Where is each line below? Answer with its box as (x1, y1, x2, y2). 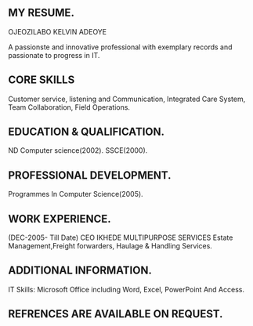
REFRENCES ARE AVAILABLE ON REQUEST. (8, 307, 223, 321)
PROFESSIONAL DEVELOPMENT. (8, 168, 172, 182)
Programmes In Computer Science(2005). (8, 190, 143, 199)
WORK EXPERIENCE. (8, 212, 111, 226)
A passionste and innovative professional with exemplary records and (8, 42, 233, 52)
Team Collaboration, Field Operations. (8, 102, 131, 112)
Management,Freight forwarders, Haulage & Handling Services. (8, 241, 213, 251)
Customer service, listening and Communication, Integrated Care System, (8, 94, 246, 103)
